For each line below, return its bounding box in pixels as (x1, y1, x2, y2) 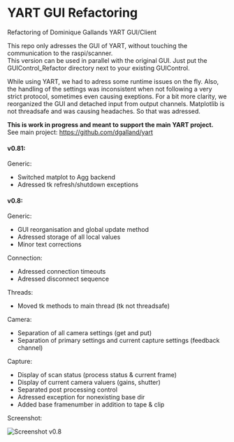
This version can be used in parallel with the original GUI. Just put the (7, 56, 207, 64)
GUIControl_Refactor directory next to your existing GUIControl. (7, 64, 190, 72)
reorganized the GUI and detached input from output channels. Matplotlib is (7, 99, 225, 108)
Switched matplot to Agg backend (17, 173, 116, 182)
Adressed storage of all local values (17, 233, 121, 242)
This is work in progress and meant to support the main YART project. (7, 120, 214, 128)
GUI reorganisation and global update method (17, 226, 149, 234)
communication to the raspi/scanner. (7, 49, 113, 57)
